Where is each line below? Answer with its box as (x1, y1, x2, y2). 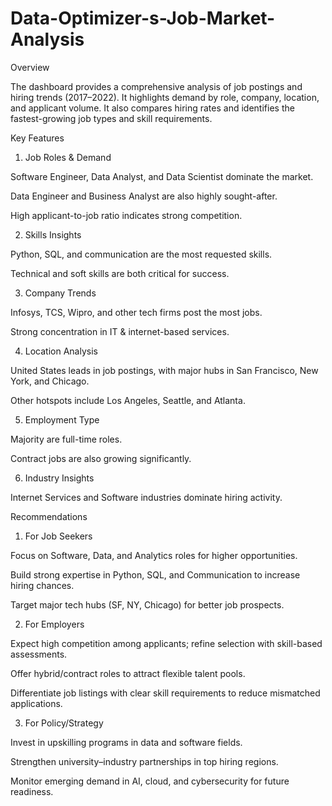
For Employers (24, 618, 85, 630)
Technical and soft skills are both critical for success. (10, 267, 230, 279)
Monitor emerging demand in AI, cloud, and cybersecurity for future (10, 775, 290, 787)
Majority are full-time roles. (10, 433, 123, 445)
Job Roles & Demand (24, 151, 112, 163)
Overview (10, 61, 50, 73)
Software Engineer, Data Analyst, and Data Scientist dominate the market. (10, 170, 314, 182)
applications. (10, 697, 63, 709)
